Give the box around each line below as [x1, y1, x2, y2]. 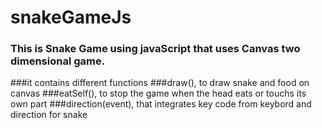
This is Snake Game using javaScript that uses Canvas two [10, 42, 301, 56]
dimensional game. [10, 54, 106, 68]
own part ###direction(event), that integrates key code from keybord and [10, 98, 312, 110]
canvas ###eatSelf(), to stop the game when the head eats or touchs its [10, 87, 307, 100]
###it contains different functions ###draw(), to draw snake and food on [10, 77, 310, 89]
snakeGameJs [10, 6, 132, 29]
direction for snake [10, 109, 88, 121]
